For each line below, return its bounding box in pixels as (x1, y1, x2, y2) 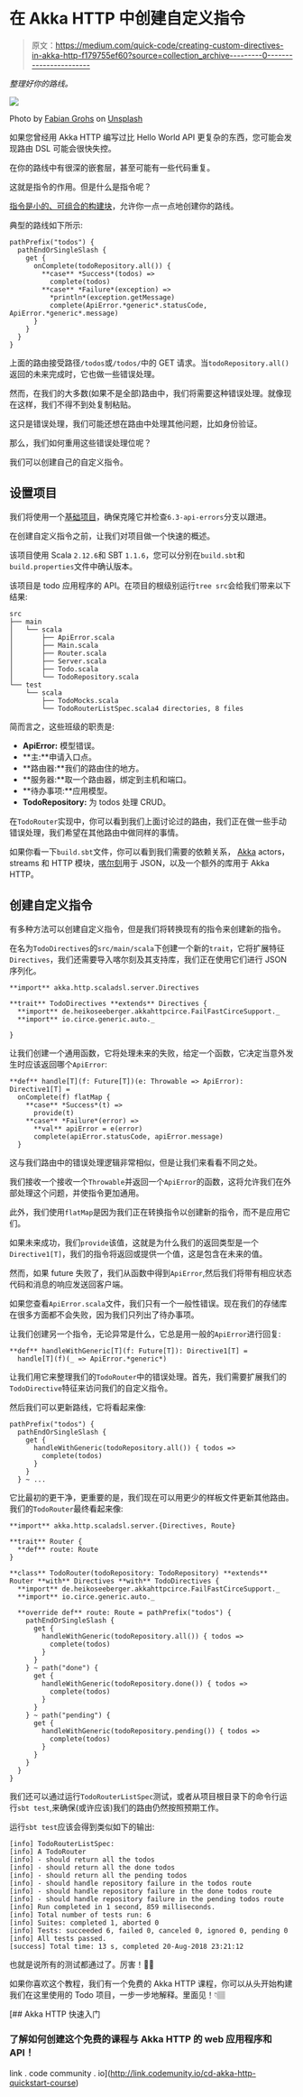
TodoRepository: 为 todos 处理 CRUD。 (22, 796, 171, 808)
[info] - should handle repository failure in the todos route (9, 1879, 252, 1888)
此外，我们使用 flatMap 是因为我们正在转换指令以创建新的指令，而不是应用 (9, 1206, 283, 1217)
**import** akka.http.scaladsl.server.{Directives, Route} (9, 1521, 236, 1530)
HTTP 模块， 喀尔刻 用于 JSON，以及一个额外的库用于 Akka (50, 857, 271, 868)
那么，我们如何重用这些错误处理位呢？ (9, 437, 151, 448)
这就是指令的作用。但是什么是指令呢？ (9, 181, 151, 192)
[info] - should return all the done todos (9, 1862, 176, 1872)
